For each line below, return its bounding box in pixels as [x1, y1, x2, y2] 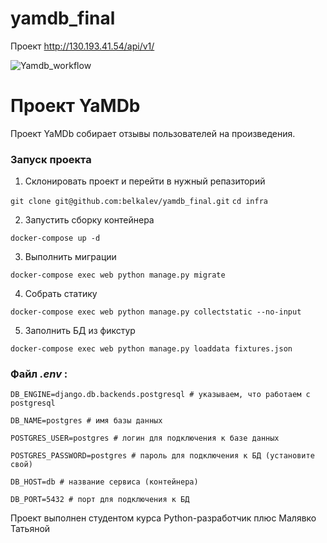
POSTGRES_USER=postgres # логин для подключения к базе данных [10, 433, 280, 444]
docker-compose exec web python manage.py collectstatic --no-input [10, 307, 302, 317]
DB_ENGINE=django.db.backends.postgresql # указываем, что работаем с [10, 390, 311, 400]
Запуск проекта [10, 152, 92, 166]
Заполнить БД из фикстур [24, 325, 136, 337]
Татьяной [10, 523, 51, 535]
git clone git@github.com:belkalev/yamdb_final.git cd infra [10, 197, 268, 207]
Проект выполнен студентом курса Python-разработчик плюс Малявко [10, 512, 317, 524]
